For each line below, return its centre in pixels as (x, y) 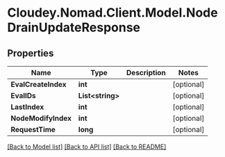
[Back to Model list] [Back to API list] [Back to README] (87, 147)
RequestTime (33, 130)
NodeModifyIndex (41, 118)
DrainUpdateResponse (74, 27)
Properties (31, 53)
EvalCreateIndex (39, 84)
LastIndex (27, 107)
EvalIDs (23, 96)
